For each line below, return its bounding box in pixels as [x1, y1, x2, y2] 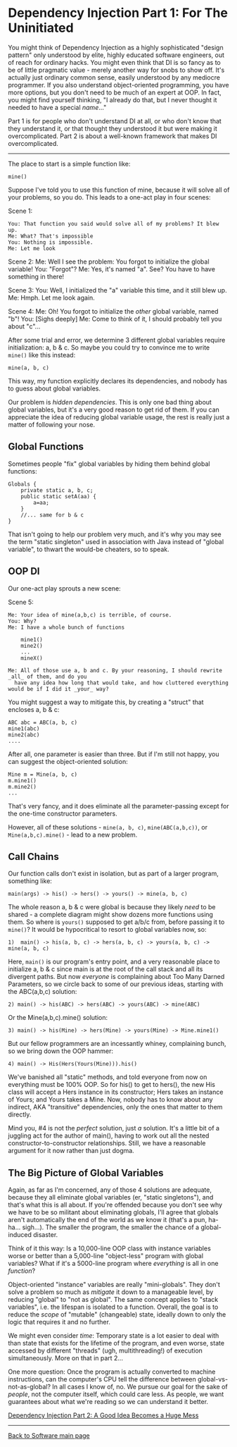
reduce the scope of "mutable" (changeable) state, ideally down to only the [8, 1310, 226, 1319]
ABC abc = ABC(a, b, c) [8, 719, 78, 726]
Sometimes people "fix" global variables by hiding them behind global [8, 460, 210, 468]
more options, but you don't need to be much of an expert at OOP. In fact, [8, 88, 222, 97]
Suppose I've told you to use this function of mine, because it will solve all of [8, 185, 230, 194]
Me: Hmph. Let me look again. [8, 293, 96, 302]
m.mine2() [8, 783, 37, 790]
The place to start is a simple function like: [8, 159, 131, 168]
